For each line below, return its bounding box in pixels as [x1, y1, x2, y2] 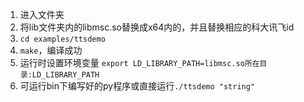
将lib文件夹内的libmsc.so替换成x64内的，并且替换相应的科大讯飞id [19, 21, 295, 33]
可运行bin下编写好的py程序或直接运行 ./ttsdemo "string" [19, 80, 256, 92]
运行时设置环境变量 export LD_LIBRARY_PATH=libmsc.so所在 [19, 57, 260, 68]
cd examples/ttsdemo [19, 34, 106, 44]
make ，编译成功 [19, 44, 83, 56]
